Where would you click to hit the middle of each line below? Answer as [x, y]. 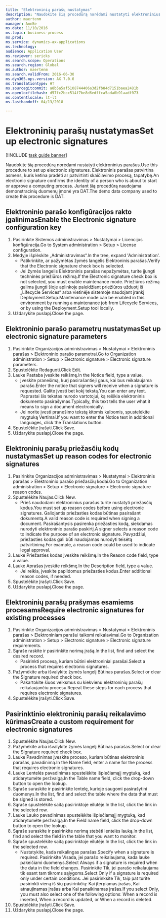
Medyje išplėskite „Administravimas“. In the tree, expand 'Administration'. [86, 255]
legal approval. [35, 550]
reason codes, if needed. [45, 576]
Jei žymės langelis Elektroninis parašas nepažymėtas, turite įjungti [88, 271]
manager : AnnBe [21, 24]
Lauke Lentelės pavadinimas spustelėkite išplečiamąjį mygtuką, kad [81, 773]
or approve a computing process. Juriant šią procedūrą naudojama [74, 186]
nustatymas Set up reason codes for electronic [79, 456]
